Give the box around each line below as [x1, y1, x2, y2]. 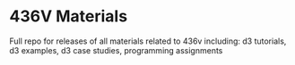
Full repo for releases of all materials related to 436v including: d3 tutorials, [9, 36, 287, 46]
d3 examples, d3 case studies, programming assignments [9, 45, 223, 55]
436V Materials [9, 6, 128, 27]
